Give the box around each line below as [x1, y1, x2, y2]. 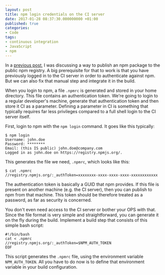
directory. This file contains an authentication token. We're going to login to [5, 92, 158, 99]
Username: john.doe [5, 137, 45, 142]
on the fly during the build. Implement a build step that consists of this [5, 217, 148, 223]
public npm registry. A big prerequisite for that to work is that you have [5, 67, 149, 73]
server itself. [5, 114, 31, 119]
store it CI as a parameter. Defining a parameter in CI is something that [5, 103, 149, 109]
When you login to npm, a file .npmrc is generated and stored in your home [5, 87, 157, 93]
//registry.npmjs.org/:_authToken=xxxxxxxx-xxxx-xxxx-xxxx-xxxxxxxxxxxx [5, 172, 158, 178]
